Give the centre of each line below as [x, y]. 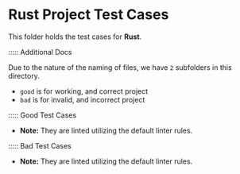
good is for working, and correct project [84, 91]
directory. [24, 75]
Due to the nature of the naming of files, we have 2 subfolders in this [120, 67]
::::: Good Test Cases [43, 115]
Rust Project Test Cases [89, 15]
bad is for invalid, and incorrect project [82, 99]
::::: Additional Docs [41, 52]
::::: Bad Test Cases [40, 145]
